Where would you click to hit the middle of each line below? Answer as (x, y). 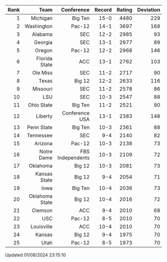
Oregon (44, 50)
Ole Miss (42, 73)
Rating (125, 10)
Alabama (42, 34)
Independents (74, 158)
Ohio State (41, 105)
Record (103, 10)
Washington (39, 26)
